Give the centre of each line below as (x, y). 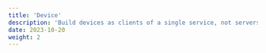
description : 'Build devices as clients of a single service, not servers (134, 23)
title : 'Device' (35, 15)
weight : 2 (25, 37)
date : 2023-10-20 (37, 30)
